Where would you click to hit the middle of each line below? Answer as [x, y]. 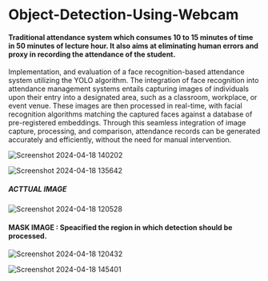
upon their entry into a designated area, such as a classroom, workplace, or [133, 97]
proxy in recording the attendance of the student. [92, 54]
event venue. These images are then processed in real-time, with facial [125, 106]
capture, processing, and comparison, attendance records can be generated [134, 131]
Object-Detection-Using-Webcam [124, 15]
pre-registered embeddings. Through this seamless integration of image [127, 123]
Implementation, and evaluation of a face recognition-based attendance [127, 72]
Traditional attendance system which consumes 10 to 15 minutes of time [131, 37]
